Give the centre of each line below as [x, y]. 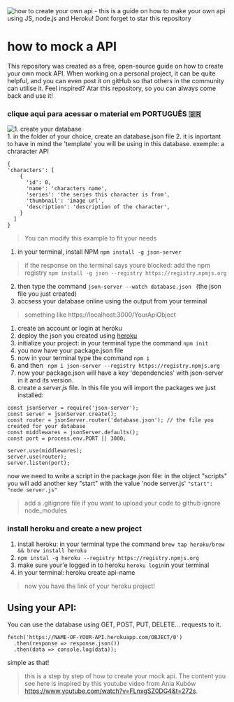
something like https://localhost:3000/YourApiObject [100, 315]
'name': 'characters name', [67, 189]
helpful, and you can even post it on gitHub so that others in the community [116, 80]
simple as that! [28, 663]
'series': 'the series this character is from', [98, 195]
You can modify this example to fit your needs [90, 238]
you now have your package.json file [70, 351]
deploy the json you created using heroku [77, 336]
